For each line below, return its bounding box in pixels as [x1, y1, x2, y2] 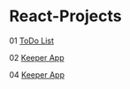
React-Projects [9, 6, 122, 26]
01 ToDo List [9, 35, 55, 46]
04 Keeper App [9, 69, 65, 80]
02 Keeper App [9, 52, 65, 63]
